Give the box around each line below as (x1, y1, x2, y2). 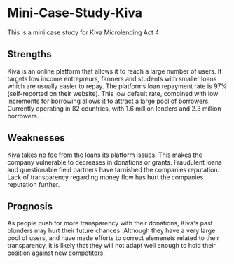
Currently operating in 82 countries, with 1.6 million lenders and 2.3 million (7, 104, 222, 113)
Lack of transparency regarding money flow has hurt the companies (7, 173, 204, 181)
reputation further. (7, 180, 60, 188)
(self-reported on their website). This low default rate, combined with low (7, 89, 219, 97)
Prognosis (7, 200, 53, 212)
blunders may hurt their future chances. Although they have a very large (7, 226, 216, 235)
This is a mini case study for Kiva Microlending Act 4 (7, 28, 160, 36)
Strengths (7, 48, 52, 60)
